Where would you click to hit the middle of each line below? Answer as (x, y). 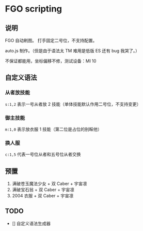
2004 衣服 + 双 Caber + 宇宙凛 (43, 196)
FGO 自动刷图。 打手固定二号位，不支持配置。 (51, 40)
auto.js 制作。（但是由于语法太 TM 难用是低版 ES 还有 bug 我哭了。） (72, 51)
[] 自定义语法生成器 (31, 223)
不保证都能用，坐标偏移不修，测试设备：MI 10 (51, 61)
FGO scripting (33, 9)
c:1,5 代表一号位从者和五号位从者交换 (43, 154)
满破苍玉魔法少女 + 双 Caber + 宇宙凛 (49, 184)
